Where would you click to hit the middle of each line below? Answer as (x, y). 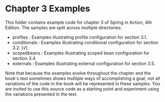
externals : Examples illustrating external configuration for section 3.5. (84, 63)
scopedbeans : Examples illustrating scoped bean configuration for (81, 53)
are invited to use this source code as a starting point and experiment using (82, 89)
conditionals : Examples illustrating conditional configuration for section (85, 42)
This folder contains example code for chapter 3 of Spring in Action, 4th (79, 22)
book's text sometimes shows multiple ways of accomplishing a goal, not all (82, 78)
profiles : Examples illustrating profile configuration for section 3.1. (80, 37)
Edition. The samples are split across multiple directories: (64, 27)
